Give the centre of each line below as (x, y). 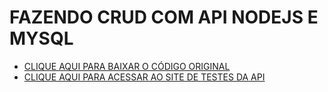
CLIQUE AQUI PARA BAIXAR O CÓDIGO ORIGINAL (127, 66)
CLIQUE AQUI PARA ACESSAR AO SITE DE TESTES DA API (144, 77)
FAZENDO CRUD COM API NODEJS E (164, 17)
